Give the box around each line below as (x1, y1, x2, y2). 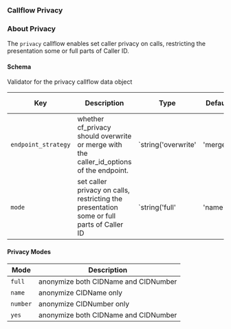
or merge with (77, 140, 122, 150)
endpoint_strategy (10, 141, 71, 149)
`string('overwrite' (138, 140, 197, 150)
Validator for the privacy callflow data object (7, 78, 133, 86)
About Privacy (7, 23, 56, 33)
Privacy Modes (7, 248, 52, 256)
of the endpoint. (77, 166, 129, 175)
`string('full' (138, 203, 177, 212)
